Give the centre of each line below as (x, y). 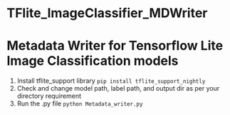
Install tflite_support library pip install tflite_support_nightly (111, 81)
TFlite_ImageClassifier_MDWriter (107, 13)
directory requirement (49, 96)
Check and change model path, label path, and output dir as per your (118, 89)
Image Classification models (93, 61)
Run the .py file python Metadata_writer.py (80, 104)
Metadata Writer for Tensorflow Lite (115, 46)
